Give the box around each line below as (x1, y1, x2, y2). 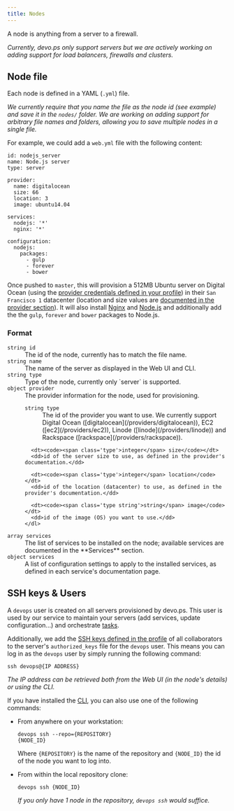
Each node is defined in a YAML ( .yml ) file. (7, 89, 130, 98)
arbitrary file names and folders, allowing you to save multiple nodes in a (7, 118, 218, 126)
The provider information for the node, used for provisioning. (24, 391, 200, 399)
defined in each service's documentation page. (24, 567, 161, 575)
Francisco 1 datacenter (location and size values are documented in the (7, 296, 214, 305)
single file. (7, 125, 37, 134)
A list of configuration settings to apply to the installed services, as (24, 560, 217, 568)
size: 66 (13, 189, 39, 196)
